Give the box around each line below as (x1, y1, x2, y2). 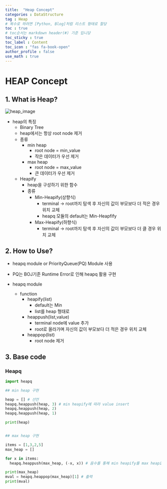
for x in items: (5, 456, 39, 461)
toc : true (5, 26, 28, 31)
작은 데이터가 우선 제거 (34, 153, 79, 159)
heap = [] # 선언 (5, 397, 39, 402)
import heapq (5, 378, 32, 384)
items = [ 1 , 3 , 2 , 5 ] (5, 442, 43, 447)
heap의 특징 (12, 118, 36, 125)
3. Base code (5, 352, 46, 361)
